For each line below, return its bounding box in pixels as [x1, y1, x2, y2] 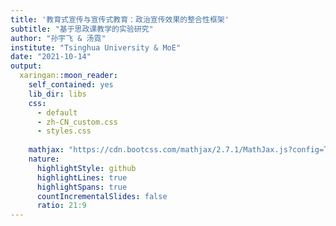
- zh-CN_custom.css [36, 117, 118, 127]
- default [36, 107, 78, 118]
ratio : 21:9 [36, 201, 87, 211]
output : [10, 61, 43, 71]
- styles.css [36, 126, 92, 136]
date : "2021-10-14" [10, 52, 92, 62]
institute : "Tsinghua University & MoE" [10, 42, 182, 53]
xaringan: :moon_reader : [19, 71, 118, 81]
